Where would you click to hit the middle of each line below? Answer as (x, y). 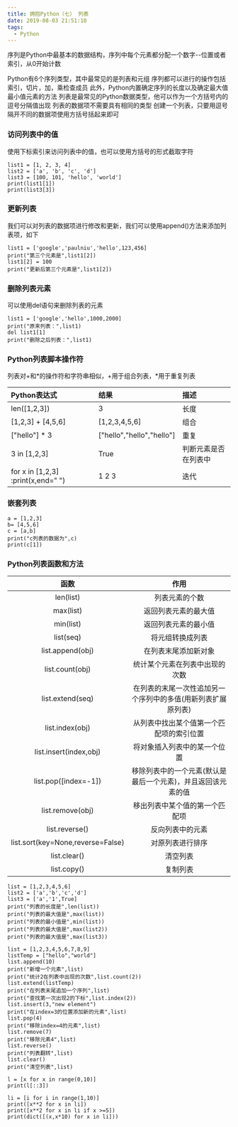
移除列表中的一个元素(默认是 (179, 771)
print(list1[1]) (31, 183)
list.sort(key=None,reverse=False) (68, 843)
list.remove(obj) (68, 811)
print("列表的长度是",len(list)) (53, 907)
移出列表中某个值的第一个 (175, 806)
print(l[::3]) (28, 1086)
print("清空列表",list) (40, 1067)
